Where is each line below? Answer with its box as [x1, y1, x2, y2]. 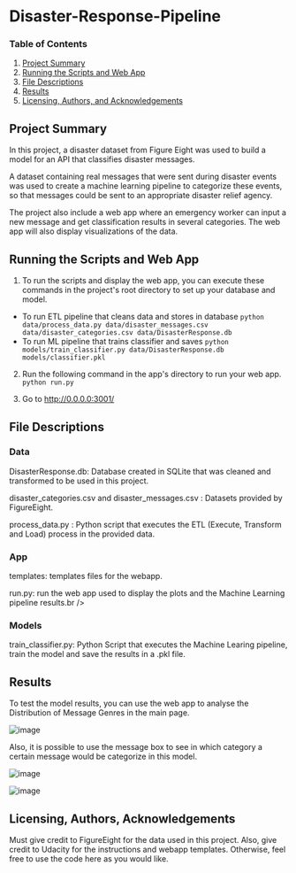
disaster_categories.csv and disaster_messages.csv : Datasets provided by [9, 492, 283, 503]
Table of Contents [9, 38, 88, 50]
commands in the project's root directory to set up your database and [21, 285, 276, 296]
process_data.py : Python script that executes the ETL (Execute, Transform [9, 519, 283, 529]
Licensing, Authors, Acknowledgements [9, 811, 236, 826]
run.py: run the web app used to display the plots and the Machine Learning [9, 588, 285, 599]
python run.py [21, 378, 74, 387]
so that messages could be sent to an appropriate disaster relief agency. [9, 190, 273, 201]
